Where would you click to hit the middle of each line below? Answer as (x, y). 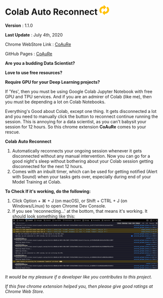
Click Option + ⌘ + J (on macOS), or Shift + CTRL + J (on (70, 201)
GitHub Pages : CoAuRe (29, 54)
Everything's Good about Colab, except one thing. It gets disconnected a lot (81, 111)
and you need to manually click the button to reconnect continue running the (81, 116)
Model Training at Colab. (37, 182)
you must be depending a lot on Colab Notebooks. (55, 102)
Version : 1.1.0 (19, 25)
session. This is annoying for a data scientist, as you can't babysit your (76, 121)
